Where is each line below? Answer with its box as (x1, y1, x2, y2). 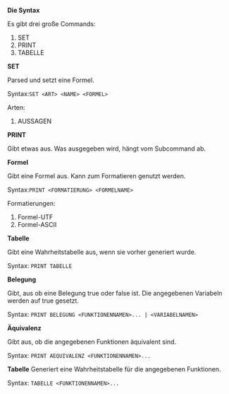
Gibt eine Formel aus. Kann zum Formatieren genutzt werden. (7, 172, 186, 180)
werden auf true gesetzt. (7, 296, 80, 305)
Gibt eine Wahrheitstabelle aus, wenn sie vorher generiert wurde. (7, 248, 197, 256)
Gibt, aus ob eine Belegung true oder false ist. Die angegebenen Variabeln (7, 289, 223, 297)
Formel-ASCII (17, 221, 57, 228)
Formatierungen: (7, 199, 56, 207)
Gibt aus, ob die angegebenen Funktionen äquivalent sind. (7, 337, 177, 346)
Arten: (7, 103, 26, 112)
